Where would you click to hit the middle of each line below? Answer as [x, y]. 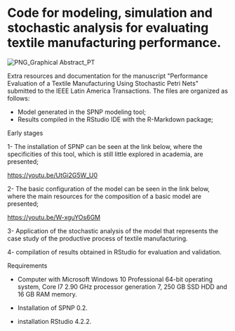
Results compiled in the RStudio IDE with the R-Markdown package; [115, 119]
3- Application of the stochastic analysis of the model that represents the [113, 231]
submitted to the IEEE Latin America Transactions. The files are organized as [117, 91]
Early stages [25, 133]
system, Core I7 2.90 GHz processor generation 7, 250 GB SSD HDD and [122, 287]
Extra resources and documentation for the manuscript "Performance [108, 76]
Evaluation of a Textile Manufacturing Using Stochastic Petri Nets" [103, 83]
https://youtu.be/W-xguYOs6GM [54, 217]
